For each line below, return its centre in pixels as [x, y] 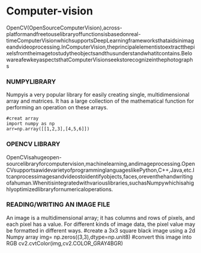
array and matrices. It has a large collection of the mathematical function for [100, 101]
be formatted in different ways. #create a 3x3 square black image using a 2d [101, 230]
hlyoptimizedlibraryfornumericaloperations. [60, 189]
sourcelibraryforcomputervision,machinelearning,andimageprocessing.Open [100, 163]
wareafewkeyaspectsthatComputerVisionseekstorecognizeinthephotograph [100, 59]
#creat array [22, 118]
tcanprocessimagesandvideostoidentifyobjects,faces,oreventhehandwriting [100, 176]
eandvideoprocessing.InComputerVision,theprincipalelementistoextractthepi [100, 47]
